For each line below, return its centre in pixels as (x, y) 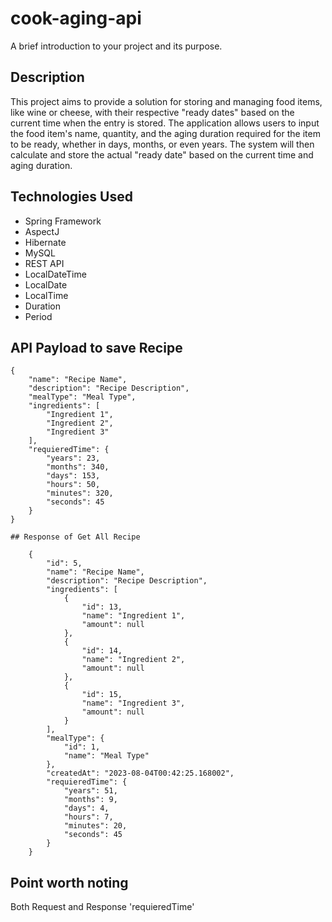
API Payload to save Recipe (96, 347)
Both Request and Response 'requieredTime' (102, 907)
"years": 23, (73, 458)
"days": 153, (73, 476)
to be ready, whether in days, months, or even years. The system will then (162, 144)
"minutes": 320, (80, 493)
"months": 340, (78, 467)
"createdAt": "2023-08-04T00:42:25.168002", (140, 773)
